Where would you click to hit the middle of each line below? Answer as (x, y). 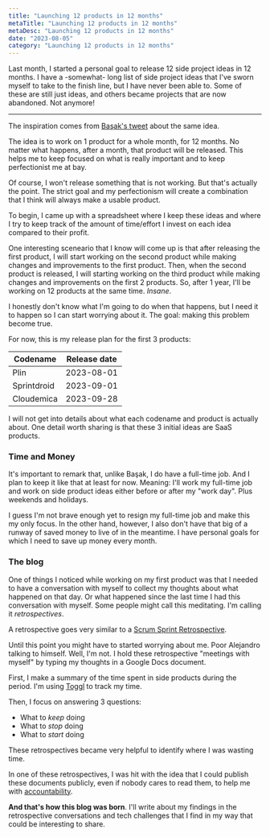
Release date (92, 359)
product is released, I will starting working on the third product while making (134, 274)
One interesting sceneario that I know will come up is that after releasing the (135, 248)
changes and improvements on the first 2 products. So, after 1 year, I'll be (130, 282)
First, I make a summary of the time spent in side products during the (123, 678)
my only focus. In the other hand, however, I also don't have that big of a (128, 524)
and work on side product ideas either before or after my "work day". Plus (131, 491)
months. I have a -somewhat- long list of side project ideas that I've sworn (131, 77)
